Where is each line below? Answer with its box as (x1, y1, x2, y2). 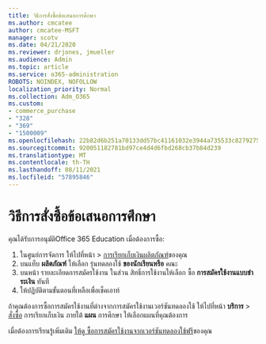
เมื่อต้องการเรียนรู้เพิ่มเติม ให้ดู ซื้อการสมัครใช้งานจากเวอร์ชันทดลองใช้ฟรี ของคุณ (8, 326, 212, 335)
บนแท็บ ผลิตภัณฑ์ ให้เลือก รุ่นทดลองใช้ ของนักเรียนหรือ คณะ (19, 259, 178, 268)
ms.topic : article (8, 63, 69, 71)
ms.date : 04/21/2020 (8, 41, 77, 49)
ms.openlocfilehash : (8, 136, 77, 145)
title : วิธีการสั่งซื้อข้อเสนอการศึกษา (8, 11, 97, 20)
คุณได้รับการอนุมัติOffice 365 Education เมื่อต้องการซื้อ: (8, 234, 165, 244)
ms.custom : (8, 100, 44, 108)
